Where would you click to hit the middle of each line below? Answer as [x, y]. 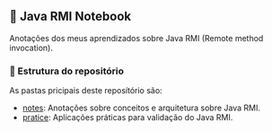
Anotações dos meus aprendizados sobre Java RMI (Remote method [136, 38]
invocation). [31, 48]
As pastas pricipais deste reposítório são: [86, 91]
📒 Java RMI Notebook [70, 17]
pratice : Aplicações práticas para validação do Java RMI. [127, 118]
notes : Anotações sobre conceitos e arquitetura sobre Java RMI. [141, 108]
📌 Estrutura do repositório [66, 71]
